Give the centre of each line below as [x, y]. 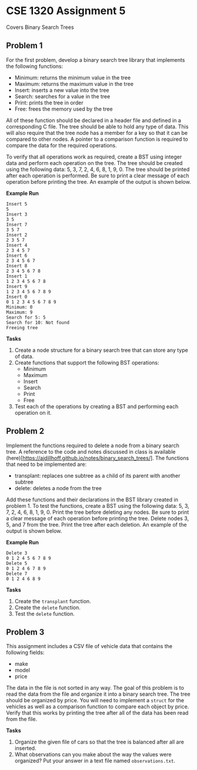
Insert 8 [17, 266]
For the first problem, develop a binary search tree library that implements [96, 60]
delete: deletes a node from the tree [58, 488]
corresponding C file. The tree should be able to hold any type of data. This [97, 126]
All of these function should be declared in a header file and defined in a [94, 120]
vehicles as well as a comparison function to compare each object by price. [98, 707]
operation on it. [33, 412]
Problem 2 [25, 431]
